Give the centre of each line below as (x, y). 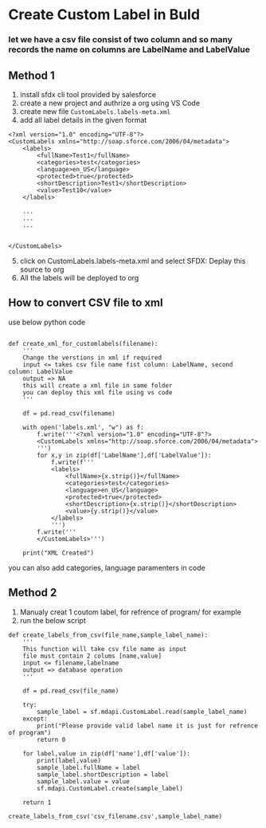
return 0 (51, 740)
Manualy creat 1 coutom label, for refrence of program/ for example (130, 612)
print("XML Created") (58, 553)
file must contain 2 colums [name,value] (92, 656)
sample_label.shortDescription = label (103, 775)
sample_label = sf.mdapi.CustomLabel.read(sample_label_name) (142, 712)
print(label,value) (69, 760)
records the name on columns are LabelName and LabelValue (129, 49)
